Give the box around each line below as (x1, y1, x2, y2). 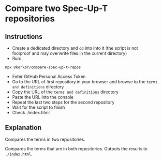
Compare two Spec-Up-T (5, 3, 108, 14)
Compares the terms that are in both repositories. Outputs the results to (5, 146, 147, 151)
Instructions (5, 32, 43, 41)
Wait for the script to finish (12, 104, 65, 110)
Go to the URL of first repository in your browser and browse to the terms (12, 78, 158, 85)
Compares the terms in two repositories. (5, 136, 86, 142)
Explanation (5, 124, 42, 132)
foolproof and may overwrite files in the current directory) (12, 50, 127, 56)
